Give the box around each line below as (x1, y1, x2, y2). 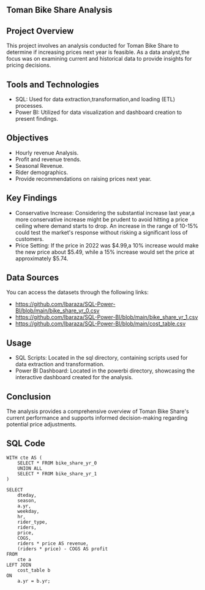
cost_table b (17, 567, 51, 573)
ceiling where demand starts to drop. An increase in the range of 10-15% (15, 222, 199, 229)
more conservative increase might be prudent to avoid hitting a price (15, 216, 188, 223)
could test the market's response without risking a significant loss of (15, 229, 188, 236)
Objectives (6, 133, 49, 143)
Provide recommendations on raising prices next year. (15, 175, 152, 183)
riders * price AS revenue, (17, 540, 89, 547)
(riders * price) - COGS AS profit (17, 545, 108, 552)
